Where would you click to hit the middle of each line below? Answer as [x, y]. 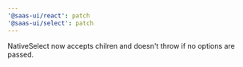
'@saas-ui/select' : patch [50, 23]
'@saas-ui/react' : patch [49, 16]
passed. [21, 54]
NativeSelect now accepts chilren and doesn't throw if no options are [121, 45]
